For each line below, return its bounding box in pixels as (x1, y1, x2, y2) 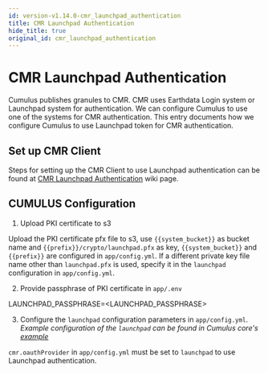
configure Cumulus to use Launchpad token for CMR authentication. (8, 121, 234, 131)
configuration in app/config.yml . (8, 268, 115, 278)
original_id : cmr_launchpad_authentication (8, 34, 156, 43)
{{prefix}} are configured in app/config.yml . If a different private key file (8, 250, 250, 261)
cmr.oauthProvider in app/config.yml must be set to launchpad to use (8, 347, 236, 357)
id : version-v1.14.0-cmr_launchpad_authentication (8, 11, 181, 20)
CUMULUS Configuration (8, 197, 136, 211)
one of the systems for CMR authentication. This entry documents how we (8, 112, 254, 122)
